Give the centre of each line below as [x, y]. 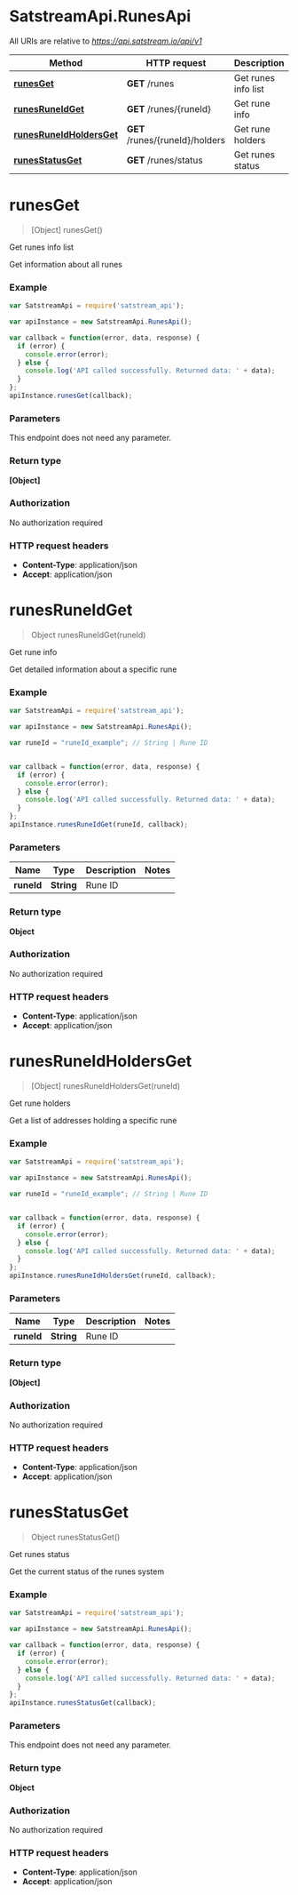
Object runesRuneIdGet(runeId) [88, 635]
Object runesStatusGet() [75, 1537]
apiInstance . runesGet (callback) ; [71, 396]
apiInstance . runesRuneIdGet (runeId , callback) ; [99, 825]
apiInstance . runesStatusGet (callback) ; [83, 1703]
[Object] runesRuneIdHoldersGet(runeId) [106, 1086]
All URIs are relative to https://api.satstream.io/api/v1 [106, 41]
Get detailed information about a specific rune [93, 669]
